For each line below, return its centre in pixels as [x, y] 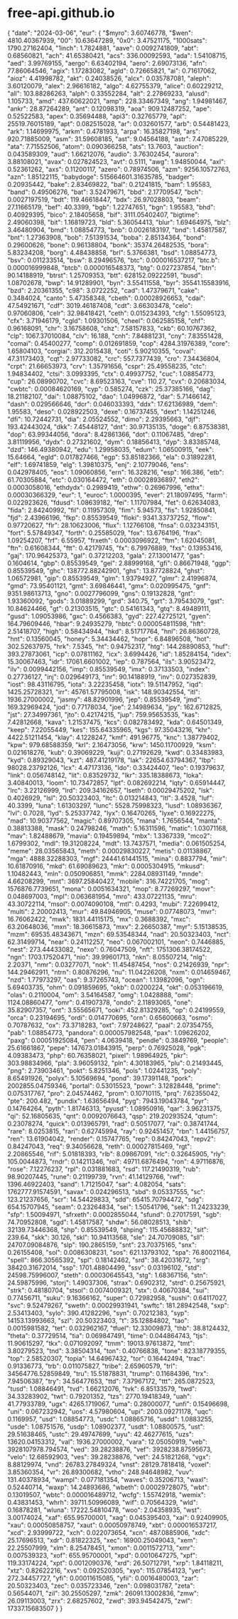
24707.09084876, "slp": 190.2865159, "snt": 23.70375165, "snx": [102, 1245]
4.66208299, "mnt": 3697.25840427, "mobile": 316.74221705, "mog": [109, 881]
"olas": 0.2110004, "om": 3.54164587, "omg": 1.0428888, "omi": [100, 994]
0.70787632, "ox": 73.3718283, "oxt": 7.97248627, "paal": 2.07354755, [110, 1025]
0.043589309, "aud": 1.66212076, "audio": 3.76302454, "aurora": [103, 154]
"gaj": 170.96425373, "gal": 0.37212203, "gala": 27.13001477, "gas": [106, 555]
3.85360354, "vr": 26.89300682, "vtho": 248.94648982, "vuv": [101, 1472]
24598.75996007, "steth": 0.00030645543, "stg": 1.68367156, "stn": [108, 1275]
